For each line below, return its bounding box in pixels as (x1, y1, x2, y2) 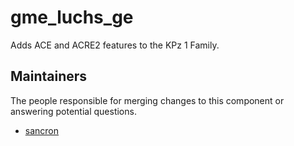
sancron (24, 124, 60, 136)
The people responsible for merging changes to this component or (10, 94, 285, 106)
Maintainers (10, 68, 88, 85)
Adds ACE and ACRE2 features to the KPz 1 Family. (10, 39, 220, 51)
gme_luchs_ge (10, 6, 134, 29)
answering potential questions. (10, 105, 137, 117)
